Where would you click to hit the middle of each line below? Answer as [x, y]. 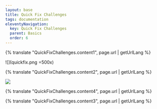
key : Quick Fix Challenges [38, 29]
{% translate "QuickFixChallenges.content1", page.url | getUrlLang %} [78, 52]
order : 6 [19, 38]
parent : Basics [26, 33]
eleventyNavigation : [27, 24]
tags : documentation [27, 19]
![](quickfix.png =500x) [30, 62]
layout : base [19, 10]
